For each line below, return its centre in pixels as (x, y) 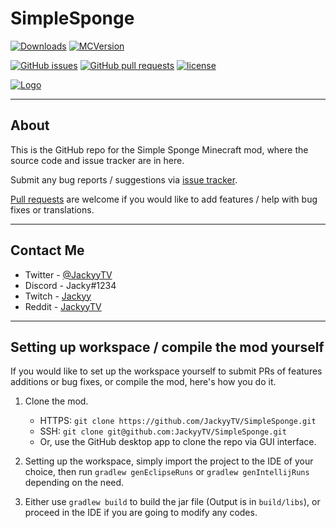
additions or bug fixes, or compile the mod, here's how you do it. (143, 382)
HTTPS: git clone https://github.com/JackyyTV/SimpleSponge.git (178, 421)
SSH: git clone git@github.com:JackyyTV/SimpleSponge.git (163, 431)
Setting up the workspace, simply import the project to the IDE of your (169, 461)
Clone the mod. (56, 401)
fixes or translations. (52, 209)
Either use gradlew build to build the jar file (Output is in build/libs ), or (172, 502)
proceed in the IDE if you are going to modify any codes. (141, 513)
